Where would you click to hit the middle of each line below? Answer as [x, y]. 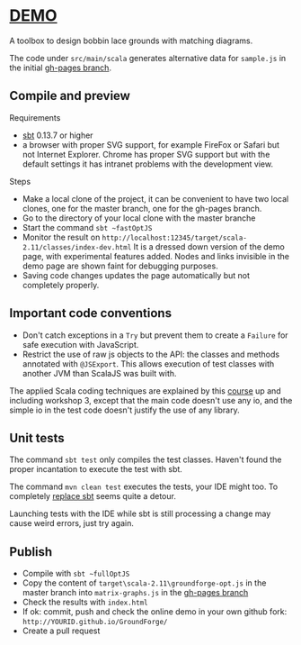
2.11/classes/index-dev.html [77, 247]
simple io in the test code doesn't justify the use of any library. [124, 410]
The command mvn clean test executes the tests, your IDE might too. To [144, 486]
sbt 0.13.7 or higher [58, 135]
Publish [31, 552]
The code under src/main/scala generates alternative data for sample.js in [148, 58]
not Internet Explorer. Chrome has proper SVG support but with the [146, 154]
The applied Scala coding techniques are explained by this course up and [145, 391]
